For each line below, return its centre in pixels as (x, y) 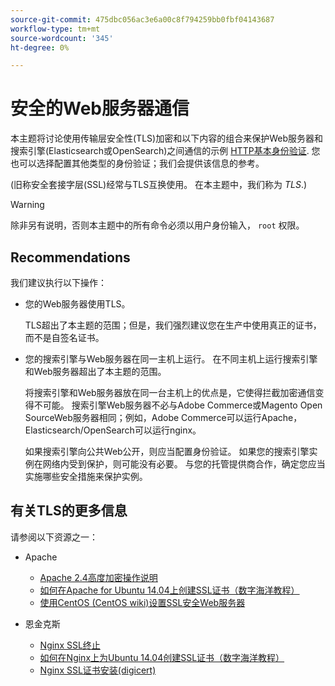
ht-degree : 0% (40, 47)
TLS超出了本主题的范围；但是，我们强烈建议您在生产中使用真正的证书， (173, 325)
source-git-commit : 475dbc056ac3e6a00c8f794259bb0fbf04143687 (142, 19)
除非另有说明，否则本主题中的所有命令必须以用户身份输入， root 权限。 (157, 225)
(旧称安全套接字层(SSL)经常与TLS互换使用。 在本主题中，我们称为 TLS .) (159, 185)
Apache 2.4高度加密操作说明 (98, 577)
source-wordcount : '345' (62, 38)
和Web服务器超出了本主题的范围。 (95, 371)
